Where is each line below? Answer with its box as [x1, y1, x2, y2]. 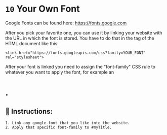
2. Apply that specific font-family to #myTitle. [5, 125, 112, 130]
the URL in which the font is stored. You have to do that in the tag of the [5, 35, 154, 41]
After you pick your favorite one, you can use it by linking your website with [5, 29, 162, 36]
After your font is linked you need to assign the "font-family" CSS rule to [5, 63, 156, 70]
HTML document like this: [5, 40, 59, 46]
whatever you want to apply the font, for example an [5, 69, 114, 75]
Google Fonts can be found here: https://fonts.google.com [5, 20, 127, 26]
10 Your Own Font [5, 3, 80, 15]
